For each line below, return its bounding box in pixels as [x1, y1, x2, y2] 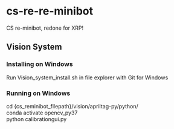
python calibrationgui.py [6, 115, 67, 122]
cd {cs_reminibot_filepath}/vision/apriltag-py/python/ [6, 102, 139, 110]
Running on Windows [6, 89, 71, 98]
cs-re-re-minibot [6, 4, 94, 18]
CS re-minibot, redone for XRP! [6, 24, 84, 31]
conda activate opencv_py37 [6, 109, 78, 116]
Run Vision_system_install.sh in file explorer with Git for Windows [6, 74, 169, 81]
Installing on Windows [6, 60, 74, 68]
